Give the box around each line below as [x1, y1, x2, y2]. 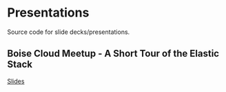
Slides [7, 77, 25, 85]
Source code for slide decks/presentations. [7, 28, 130, 36]
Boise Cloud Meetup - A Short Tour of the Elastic [7, 48, 219, 59]
